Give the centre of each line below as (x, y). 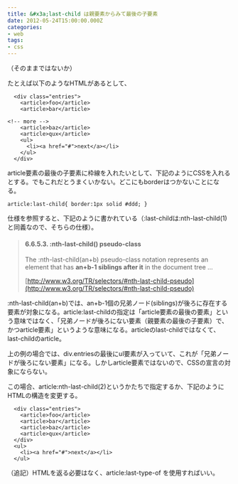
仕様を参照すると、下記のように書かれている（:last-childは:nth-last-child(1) (117, 218)
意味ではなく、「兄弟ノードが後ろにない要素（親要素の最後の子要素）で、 (121, 321)
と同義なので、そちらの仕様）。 (53, 227)
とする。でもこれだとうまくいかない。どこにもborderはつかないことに (110, 182)
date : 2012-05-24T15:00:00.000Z (55, 21)
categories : (25, 27)
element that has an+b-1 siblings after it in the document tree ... (119, 267)
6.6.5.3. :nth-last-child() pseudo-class (83, 244)
